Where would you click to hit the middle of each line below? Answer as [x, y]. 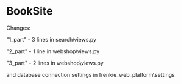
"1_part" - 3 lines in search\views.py [51, 39]
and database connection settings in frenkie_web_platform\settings [90, 74]
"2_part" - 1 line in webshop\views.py [53, 51]
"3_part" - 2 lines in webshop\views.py [55, 63]
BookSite [30, 11]
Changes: [18, 28]
